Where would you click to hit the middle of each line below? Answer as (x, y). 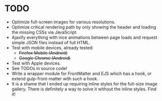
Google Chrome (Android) (45, 58)
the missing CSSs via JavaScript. (45, 32)
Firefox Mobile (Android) (43, 53)
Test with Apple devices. (36, 63)
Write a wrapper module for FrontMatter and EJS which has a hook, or (81, 73)
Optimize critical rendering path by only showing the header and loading (84, 27)
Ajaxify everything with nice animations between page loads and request (84, 37)
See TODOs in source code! (39, 68)
